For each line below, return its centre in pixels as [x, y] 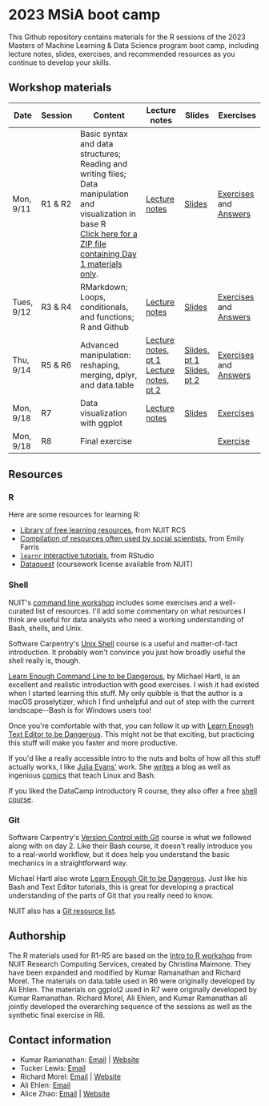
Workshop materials [60, 88]
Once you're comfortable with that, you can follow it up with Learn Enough [131, 726]
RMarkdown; [104, 287]
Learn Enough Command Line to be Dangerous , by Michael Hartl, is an [124, 676]
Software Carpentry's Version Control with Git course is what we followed [130, 838]
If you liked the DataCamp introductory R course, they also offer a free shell [133, 790]
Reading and [104, 163]
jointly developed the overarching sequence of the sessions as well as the [130, 1006]
